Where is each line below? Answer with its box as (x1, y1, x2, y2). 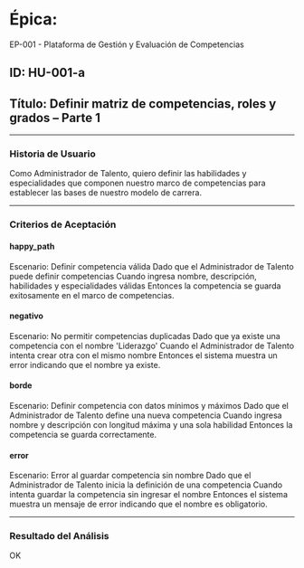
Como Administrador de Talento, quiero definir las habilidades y (9, 168, 247, 179)
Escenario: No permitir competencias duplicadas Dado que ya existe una (9, 330, 280, 341)
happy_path (9, 241, 55, 251)
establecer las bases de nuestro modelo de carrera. (9, 187, 202, 198)
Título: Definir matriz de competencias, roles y (9, 96, 277, 111)
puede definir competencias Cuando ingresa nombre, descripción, (9, 270, 258, 281)
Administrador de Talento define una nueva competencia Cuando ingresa (9, 410, 282, 421)
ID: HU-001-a (9, 65, 86, 80)
